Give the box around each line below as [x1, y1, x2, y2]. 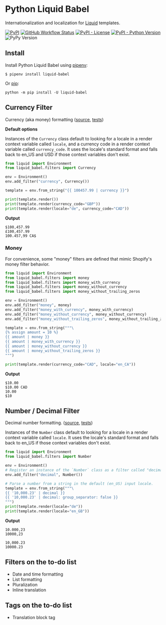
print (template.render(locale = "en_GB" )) [5, 509, 90, 514]
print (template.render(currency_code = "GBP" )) [5, 201, 100, 206]
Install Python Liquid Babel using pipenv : [5, 62, 88, 68]
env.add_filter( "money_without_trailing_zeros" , [5, 316, 107, 321]
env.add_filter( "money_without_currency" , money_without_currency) [5, 312, 147, 317]
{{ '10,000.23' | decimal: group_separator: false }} [5, 495, 119, 500]
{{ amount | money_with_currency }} [5, 339, 81, 344]
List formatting [12, 576, 42, 582]
